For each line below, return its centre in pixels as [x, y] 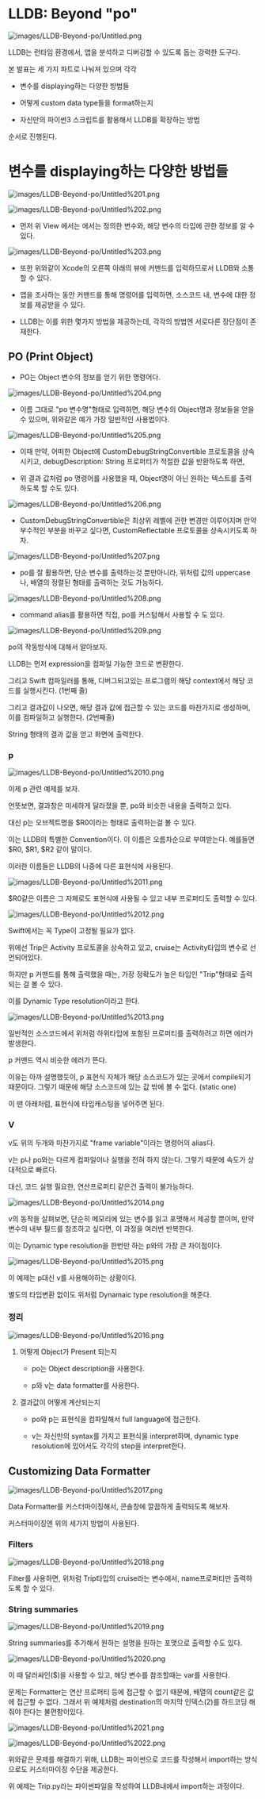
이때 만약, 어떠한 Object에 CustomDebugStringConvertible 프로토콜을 [130, 451]
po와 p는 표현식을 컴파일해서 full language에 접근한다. [116, 1419]
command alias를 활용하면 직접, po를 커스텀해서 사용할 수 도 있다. [122, 614]
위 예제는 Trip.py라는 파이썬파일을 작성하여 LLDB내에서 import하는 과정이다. [127, 1786]
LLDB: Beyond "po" [73, 14]
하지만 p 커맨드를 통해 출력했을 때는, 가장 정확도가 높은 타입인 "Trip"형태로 [123, 974]
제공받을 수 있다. [60, 304]
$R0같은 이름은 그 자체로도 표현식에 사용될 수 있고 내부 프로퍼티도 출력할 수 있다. [133, 898]
